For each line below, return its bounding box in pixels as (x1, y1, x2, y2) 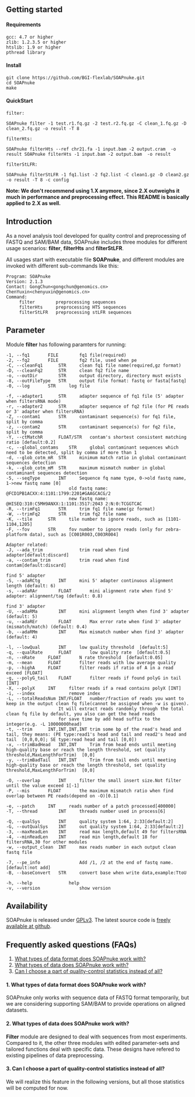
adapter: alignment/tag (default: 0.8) (6, 593, 103, 599)
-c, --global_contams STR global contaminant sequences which (6, 445, 179, 450)
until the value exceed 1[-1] (6, 782, 80, 788)
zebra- (165, 527, 182, 532)
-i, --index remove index (6, 691, 100, 696)
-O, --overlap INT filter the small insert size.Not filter (6, 777, 182, 784)
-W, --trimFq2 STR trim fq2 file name (6, 511, 127, 517)
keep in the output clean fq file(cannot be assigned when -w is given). (6, 700, 190, 706)
